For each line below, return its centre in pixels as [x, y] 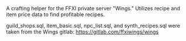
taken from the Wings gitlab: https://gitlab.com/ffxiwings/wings [82, 32]
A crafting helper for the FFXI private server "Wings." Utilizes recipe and [93, 8]
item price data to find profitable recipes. [55, 14]
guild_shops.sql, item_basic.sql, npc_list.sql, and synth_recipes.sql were [93, 26]
